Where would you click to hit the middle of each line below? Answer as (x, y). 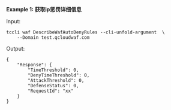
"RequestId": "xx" (51, 91)
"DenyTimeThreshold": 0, (59, 75)
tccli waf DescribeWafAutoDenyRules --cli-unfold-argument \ (85, 32)
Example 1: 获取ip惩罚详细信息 (44, 9)
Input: (13, 21)
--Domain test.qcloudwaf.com (53, 38)
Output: (16, 48)
